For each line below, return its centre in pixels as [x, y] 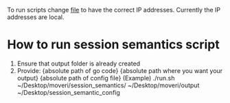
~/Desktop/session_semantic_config [68, 92]
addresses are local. [36, 17]
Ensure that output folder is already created [79, 63]
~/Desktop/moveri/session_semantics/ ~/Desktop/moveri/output [108, 85]
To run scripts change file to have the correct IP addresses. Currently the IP [114, 10]
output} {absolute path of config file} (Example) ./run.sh [96, 78]
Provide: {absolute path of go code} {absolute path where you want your [120, 70]
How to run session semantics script [113, 45]
